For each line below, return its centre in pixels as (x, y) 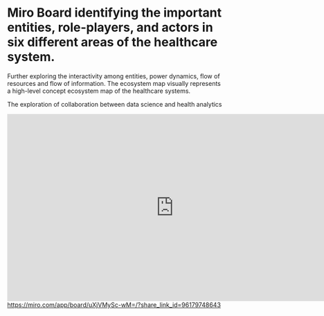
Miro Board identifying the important (115, 13)
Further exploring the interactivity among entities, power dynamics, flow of (114, 76)
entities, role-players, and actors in (110, 27)
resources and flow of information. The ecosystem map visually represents (114, 83)
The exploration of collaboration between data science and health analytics (115, 104)
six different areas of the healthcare (112, 42)
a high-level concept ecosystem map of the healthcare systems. (99, 91)
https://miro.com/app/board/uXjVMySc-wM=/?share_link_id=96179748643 (114, 305)
